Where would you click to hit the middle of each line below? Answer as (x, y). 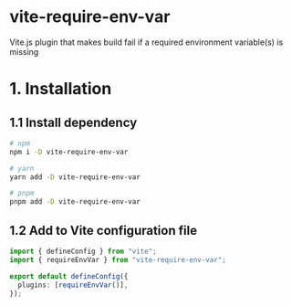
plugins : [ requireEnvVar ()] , (73, 285)
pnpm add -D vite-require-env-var (75, 202)
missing (24, 51)
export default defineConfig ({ (69, 276)
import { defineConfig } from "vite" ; (83, 251)
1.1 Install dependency (73, 122)
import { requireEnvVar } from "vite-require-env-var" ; (118, 259)
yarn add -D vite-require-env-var (75, 177)
